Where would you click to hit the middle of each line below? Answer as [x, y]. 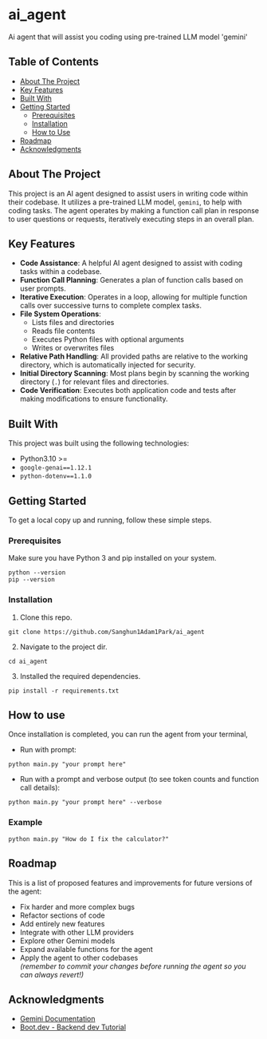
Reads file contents [63, 331]
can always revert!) [52, 974]
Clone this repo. [46, 617]
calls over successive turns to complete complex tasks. [110, 306]
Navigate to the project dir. [63, 646]
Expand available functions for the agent [86, 949]
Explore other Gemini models [67, 941]
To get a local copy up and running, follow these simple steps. [110, 520]
